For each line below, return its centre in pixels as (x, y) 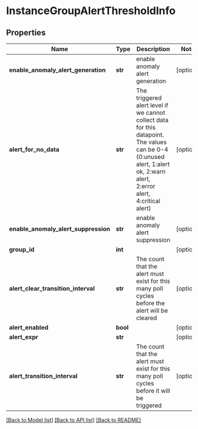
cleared (146, 318)
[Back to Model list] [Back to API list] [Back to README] (74, 420)
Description (153, 49)
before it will (153, 391)
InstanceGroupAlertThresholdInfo (91, 11)
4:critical (148, 201)
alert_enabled (29, 327)
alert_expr (24, 337)
